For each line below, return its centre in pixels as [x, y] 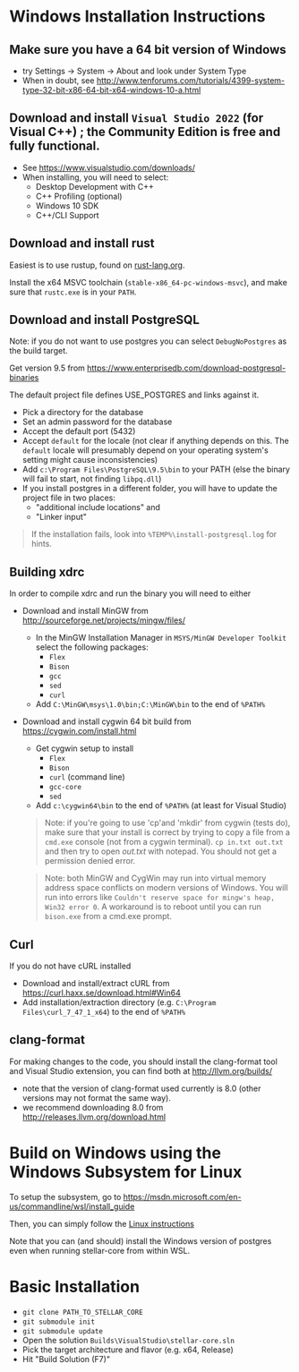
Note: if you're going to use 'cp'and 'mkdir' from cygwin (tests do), [167, 823]
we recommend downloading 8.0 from [93, 1107]
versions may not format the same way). [97, 1097]
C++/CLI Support [68, 215]
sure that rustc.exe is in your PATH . [73, 292]
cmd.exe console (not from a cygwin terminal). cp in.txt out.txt [164, 842]
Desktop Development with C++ [94, 186]
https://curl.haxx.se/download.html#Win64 [101, 993]
